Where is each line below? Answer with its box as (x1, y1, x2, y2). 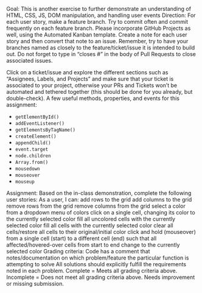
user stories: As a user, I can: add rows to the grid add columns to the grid (6, 196, 192, 203)
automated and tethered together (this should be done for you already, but (6, 88, 193, 95)
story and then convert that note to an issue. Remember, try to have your (6, 38, 189, 44)
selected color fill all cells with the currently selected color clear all (6, 222, 173, 229)
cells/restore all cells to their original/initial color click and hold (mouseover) (6, 228, 196, 235)
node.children (15, 153, 51, 159)
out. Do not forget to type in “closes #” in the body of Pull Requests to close (6, 51, 197, 57)
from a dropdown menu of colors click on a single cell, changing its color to (6, 209, 196, 216)
